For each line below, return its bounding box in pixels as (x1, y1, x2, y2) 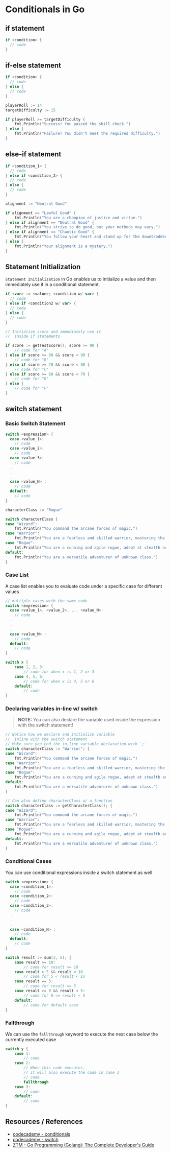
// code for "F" (14, 386, 49, 391)
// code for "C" (14, 367, 49, 372)
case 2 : (14, 1061, 31, 1066)
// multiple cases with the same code (5, 598, 88, 603)
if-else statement (5, 61, 62, 70)
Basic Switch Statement (5, 420, 66, 427)
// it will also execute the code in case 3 (23, 1070, 120, 1075)
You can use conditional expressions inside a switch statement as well (5, 869, 153, 876)
